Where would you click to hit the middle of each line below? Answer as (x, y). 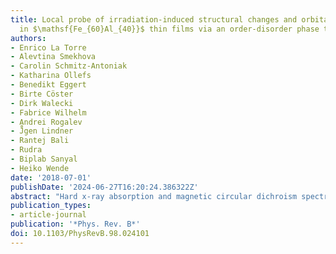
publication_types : (51, 206)
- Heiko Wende (40, 168)
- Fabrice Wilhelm (48, 112)
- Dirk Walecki (42, 103)
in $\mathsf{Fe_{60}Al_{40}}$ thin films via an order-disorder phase (169, 29)
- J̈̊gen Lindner (42, 131)
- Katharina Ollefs (51, 76)
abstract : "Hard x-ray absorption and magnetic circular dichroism (154, 196)
